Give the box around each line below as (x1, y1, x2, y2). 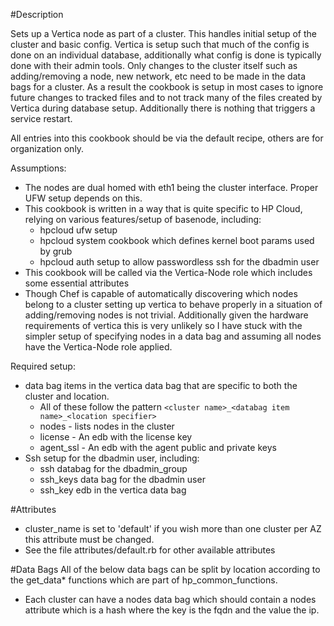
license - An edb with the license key (39, 431, 193, 443)
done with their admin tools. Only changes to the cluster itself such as (10, 60, 298, 71)
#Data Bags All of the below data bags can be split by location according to (10, 564, 321, 575)
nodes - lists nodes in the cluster (39, 420, 175, 432)
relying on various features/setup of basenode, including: (24, 214, 262, 225)
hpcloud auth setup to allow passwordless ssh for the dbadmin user (39, 256, 320, 268)
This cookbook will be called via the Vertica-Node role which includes (24, 267, 313, 278)
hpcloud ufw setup (39, 224, 118, 236)
